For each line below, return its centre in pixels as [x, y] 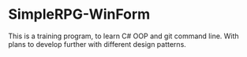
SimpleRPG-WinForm [79, 14]
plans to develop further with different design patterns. [97, 44]
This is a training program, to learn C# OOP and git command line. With [123, 36]
